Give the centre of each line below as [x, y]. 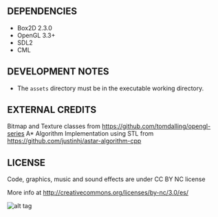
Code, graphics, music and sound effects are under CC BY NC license [106, 179]
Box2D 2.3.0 [35, 28]
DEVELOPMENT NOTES [58, 72]
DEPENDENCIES [42, 11]
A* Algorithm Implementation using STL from [90, 134]
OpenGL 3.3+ [36, 35]
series [16, 134]
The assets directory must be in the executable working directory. [110, 88]
